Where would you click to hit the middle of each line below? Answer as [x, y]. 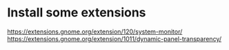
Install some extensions [77, 13]
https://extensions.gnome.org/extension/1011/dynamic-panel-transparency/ [114, 38]
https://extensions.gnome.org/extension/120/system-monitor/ [95, 32]
